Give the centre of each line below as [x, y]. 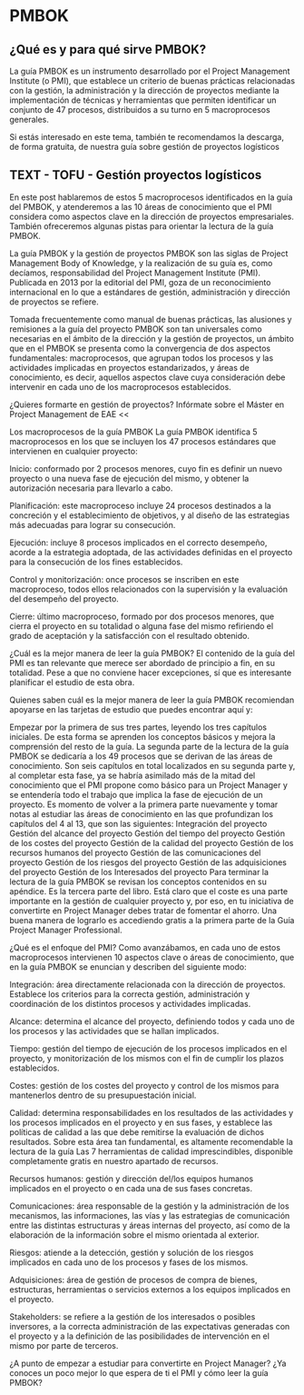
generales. [29, 120]
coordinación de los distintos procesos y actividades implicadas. [130, 1003]
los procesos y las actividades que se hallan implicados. [114, 1031]
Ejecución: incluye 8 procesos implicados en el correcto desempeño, [138, 543]
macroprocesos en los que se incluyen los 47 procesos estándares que [143, 441]
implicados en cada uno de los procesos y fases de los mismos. [129, 1262]
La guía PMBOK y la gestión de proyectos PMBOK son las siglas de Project [149, 253]
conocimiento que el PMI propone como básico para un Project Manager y [149, 785]
